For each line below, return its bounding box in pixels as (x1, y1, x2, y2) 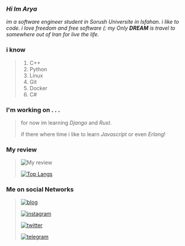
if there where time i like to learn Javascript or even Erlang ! (20, 130, 166, 138)
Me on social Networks (6, 185, 74, 194)
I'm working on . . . (6, 106, 60, 114)
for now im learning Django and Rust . (20, 119, 112, 126)
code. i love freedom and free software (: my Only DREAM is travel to (6, 24, 176, 31)
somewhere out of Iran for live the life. (6, 31, 100, 38)
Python (29, 65, 47, 72)
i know (6, 46, 25, 54)
